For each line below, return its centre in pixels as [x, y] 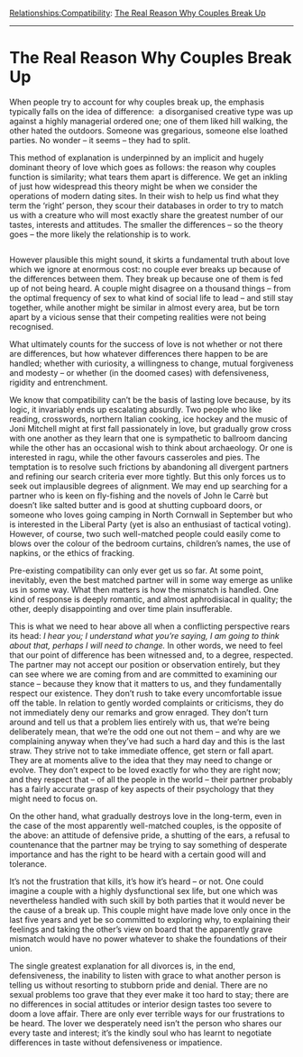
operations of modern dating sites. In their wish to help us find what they [144, 196]
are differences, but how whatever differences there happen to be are [139, 353]
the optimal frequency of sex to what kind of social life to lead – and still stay [151, 297]
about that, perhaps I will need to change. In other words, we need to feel [146, 645]
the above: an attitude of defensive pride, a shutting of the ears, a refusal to [150, 835]
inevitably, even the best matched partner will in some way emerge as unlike [151, 579]
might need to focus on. [54, 798]
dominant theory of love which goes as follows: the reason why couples [143, 167]
